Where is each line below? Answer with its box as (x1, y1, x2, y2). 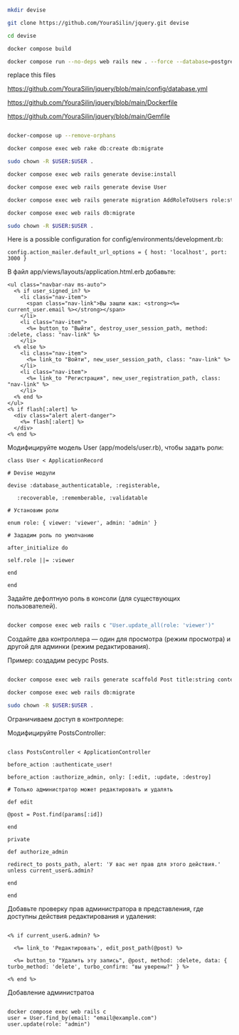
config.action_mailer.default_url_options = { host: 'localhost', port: (7, 249, 228, 256)
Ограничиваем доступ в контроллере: (7, 714, 124, 723)
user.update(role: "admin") (7, 1020, 91, 1028)
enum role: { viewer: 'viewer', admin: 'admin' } (7, 519, 158, 527)
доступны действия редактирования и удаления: (7, 912, 156, 920)
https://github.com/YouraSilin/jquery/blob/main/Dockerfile (7, 98, 178, 107)
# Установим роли (7, 507, 59, 514)
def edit (7, 799, 33, 806)
